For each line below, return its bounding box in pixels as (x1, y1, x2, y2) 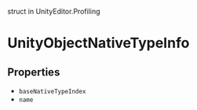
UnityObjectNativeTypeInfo (7, 35, 190, 52)
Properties (7, 65, 60, 79)
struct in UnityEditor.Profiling (7, 7, 100, 16)
